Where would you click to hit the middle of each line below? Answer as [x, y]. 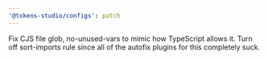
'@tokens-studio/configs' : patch [64, 16]
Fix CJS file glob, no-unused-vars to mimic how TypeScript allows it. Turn [131, 38]
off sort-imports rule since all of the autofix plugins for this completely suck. [134, 47]
